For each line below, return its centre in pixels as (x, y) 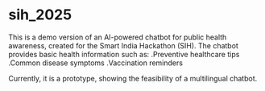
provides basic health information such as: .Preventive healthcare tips (124, 54)
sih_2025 (40, 15)
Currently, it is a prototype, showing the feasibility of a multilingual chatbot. (133, 78)
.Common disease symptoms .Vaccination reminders (96, 63)
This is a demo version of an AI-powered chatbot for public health (118, 37)
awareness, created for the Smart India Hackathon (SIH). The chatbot (124, 45)
